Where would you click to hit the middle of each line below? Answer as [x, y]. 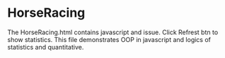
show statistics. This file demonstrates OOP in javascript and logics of [109, 39]
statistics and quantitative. [46, 47]
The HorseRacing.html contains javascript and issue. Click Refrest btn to [113, 32]
